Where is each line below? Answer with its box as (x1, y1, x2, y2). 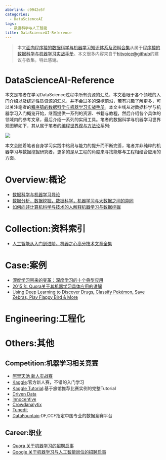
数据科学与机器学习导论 (12, 192, 60, 197)
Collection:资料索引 (5, 223, 86, 235)
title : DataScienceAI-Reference (5, 30, 72, 35)
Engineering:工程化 (5, 313, 85, 324)
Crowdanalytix (12, 401, 42, 407)
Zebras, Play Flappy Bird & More (12, 294, 78, 300)
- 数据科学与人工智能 (9, 26, 47, 31)
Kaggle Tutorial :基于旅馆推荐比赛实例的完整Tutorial (12, 385, 116, 391)
